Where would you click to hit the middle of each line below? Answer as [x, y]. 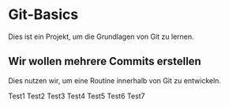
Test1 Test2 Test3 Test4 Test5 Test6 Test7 [77, 96]
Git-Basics [43, 15]
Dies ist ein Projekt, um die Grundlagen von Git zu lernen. [101, 36]
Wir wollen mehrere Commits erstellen [105, 61]
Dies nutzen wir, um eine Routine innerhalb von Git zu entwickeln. [114, 80]
